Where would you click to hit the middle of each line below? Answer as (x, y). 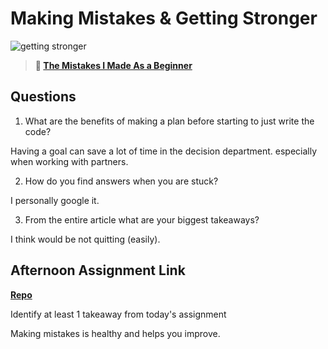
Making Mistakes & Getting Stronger (164, 18)
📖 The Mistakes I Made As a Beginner (113, 65)
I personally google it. (55, 200)
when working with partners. (69, 161)
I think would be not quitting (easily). (85, 239)
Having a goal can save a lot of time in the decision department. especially (164, 151)
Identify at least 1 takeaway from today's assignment (118, 314)
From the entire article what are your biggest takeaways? (142, 219)
